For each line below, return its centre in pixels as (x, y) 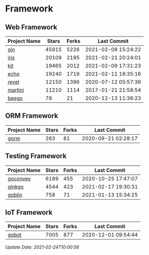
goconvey (19, 179)
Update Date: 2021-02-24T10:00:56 (42, 247)
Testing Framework (36, 156)
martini (16, 90)
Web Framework (31, 27)
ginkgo (16, 187)
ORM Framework (32, 116)
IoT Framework (29, 213)
